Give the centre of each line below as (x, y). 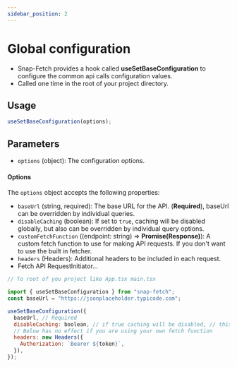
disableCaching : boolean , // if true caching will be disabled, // (115, 324)
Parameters (34, 144)
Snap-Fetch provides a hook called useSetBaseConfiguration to (111, 68)
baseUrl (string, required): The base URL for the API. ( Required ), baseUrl (123, 206)
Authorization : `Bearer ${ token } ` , (72, 344)
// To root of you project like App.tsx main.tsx (82, 279)
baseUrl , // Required (45, 318)
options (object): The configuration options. (81, 161)
